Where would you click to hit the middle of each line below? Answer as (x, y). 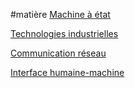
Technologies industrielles (64, 33)
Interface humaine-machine (67, 72)
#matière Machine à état (60, 14)
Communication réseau (58, 53)
